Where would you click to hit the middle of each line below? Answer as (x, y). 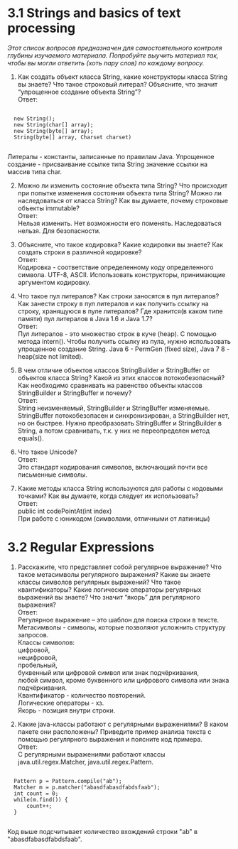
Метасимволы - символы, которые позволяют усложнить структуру (121, 627)
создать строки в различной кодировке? (80, 252)
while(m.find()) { (41, 800)
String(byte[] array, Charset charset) (73, 137)
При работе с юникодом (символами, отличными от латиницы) (114, 518)
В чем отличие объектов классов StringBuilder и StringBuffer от (114, 370)
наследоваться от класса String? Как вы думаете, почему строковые (123, 200)
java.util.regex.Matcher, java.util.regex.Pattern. (86, 762)
